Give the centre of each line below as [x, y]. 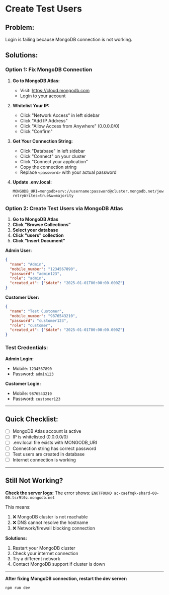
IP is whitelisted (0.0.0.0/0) [40, 437]
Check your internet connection [45, 553]
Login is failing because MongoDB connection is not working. [69, 39]
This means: [18, 507]
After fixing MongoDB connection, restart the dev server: [66, 578]
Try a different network [36, 558]
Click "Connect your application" [54, 161]
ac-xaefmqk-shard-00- [137, 493]
